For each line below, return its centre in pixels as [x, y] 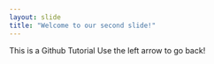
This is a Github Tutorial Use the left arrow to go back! [107, 50]
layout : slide [35, 17]
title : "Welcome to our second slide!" [83, 25]
